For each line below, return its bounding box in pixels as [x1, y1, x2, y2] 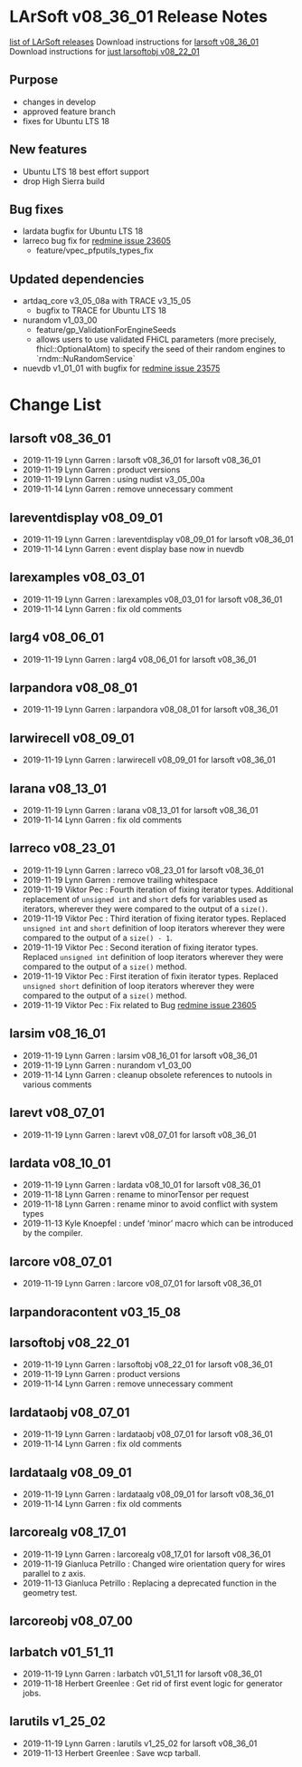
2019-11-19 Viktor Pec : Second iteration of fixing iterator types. [22, 941, 259, 953]
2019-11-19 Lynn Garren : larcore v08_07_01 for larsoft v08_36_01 [22, 1278, 262, 1289]
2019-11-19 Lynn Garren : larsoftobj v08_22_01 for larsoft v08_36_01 [22, 1359, 273, 1370]
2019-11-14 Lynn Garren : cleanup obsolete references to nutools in [22, 1069, 273, 1080]
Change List [9, 394, 102, 415]
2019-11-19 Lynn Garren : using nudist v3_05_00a [22, 474, 205, 485]
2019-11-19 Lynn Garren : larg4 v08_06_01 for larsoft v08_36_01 [22, 654, 257, 665]
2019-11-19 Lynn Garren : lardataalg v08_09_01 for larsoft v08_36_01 [22, 1489, 274, 1500]
